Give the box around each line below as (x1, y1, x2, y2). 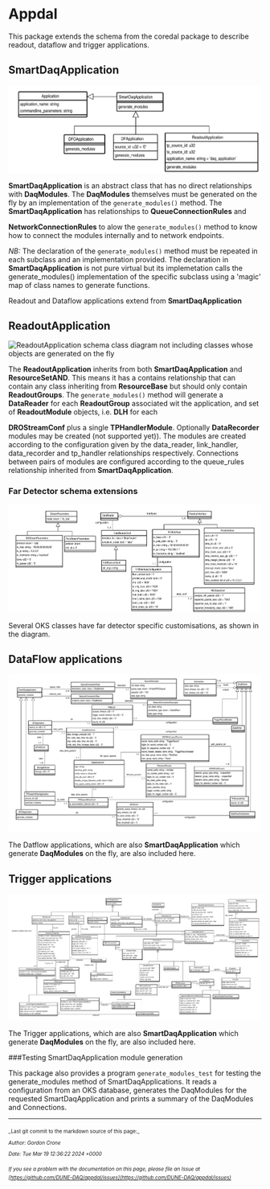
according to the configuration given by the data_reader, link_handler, (8, 440, 239, 450)
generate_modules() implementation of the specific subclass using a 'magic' (8, 271, 261, 282)
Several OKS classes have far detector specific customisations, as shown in (8, 621, 260, 631)
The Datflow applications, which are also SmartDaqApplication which (8, 840, 240, 850)
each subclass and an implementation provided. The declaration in (8, 254, 229, 264)
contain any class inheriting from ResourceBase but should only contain (8, 381, 247, 391)
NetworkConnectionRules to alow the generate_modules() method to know (8, 222, 258, 232)
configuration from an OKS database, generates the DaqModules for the (8, 1085, 247, 1095)
